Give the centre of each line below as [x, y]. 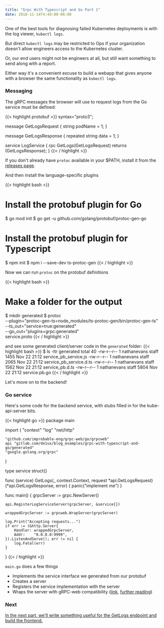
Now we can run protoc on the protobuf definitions [57, 272]
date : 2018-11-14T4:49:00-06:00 [38, 14]
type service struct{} [26, 471]
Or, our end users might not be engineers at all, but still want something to [81, 58]
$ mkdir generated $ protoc [33, 315]
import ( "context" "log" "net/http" [40, 430]
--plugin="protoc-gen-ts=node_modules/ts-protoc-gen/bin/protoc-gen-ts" [82, 321]
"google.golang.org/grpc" [32, 452]
